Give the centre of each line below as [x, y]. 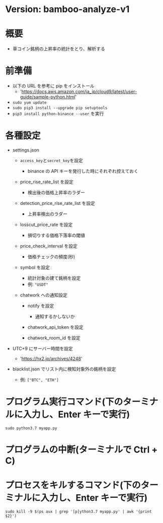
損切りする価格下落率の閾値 [56, 235]
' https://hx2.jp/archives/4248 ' [51, 359]
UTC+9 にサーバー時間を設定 [43, 349]
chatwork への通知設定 [44, 295]
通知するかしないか [55, 316]
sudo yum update [29, 103]
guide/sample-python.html [48, 97]
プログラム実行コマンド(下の [64, 402]
